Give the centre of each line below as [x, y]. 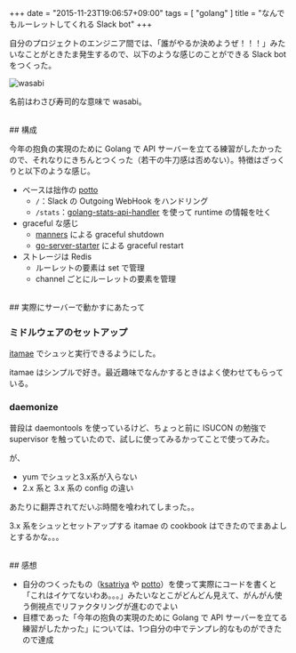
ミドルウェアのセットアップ [68, 332]
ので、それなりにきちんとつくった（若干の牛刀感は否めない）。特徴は [136, 160]
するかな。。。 [40, 536]
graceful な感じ [50, 223]
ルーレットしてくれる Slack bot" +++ [84, 24]
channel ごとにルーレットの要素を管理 [105, 279]
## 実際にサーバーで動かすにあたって [77, 307]
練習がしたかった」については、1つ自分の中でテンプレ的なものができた [152, 628]
